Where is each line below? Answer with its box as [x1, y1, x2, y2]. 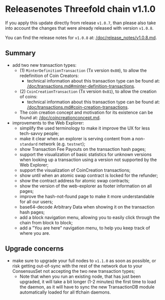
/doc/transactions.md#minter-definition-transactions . [27, 83, 135, 89]
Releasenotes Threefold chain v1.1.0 [5, 3, 156, 15]
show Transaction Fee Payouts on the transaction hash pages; [19, 146, 146, 152]
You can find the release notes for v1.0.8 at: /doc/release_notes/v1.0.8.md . [5, 35, 157, 41]
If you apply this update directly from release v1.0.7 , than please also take [5, 20, 156, 26]
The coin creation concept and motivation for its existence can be [19, 109, 153, 115]
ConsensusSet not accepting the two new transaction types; [12, 268, 135, 274]
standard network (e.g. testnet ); [19, 141, 85, 147]
